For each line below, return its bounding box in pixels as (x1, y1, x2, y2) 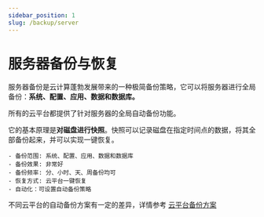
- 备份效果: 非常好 (8, 161, 64, 168)
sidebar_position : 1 (8, 11, 76, 20)
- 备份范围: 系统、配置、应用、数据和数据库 (8, 152, 134, 161)
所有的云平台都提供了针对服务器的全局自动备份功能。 (8, 109, 181, 118)
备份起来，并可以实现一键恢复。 (14, 135, 119, 145)
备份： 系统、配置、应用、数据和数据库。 (8, 92, 139, 102)
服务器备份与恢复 (8, 55, 119, 73)
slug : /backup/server (8, 19, 79, 27)
